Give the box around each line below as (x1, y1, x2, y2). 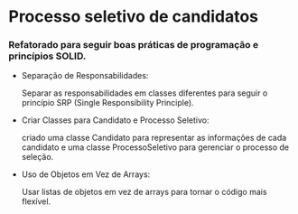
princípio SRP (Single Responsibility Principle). (21, 98, 195, 108)
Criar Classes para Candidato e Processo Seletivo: (21, 115, 210, 126)
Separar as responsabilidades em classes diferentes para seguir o (21, 88, 268, 98)
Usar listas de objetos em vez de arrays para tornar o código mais (21, 187, 267, 198)
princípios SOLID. (8, 50, 87, 62)
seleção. (21, 152, 54, 163)
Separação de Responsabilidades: (21, 70, 149, 81)
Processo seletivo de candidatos (8, 6, 259, 27)
